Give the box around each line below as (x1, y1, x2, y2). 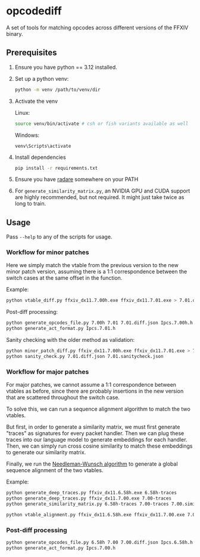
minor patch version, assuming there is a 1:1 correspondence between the (6, 268, 187, 276)
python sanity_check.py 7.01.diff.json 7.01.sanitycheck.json (6, 353, 164, 359)
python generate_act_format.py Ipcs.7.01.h (6, 326, 116, 332)
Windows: (14, 131, 40, 139)
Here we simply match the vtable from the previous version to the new (6, 262, 179, 269)
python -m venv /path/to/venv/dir (14, 87, 101, 93)
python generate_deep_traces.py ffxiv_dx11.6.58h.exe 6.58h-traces (6, 490, 177, 496)
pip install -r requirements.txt (14, 165, 98, 171)
